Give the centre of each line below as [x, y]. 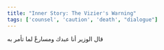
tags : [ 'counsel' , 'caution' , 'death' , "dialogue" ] [82, 20]
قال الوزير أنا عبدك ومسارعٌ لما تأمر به [55, 39]
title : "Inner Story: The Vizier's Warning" [72, 13]
